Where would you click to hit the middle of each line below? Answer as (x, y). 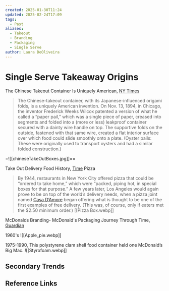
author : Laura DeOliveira (32, 52)
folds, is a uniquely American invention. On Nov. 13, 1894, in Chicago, (90, 106)
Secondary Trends (35, 266)
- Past (17, 24)
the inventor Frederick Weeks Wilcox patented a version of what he (87, 111)
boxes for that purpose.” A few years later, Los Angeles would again (88, 189)
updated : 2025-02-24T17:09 (34, 15)
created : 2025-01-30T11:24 (34, 10)
